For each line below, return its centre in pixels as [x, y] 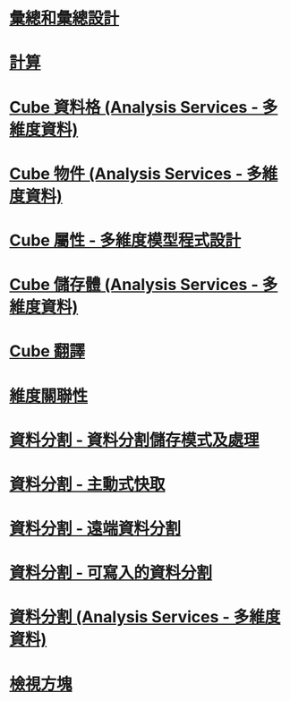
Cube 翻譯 [47, 351]
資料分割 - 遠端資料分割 [95, 529]
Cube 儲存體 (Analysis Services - [134, 285]
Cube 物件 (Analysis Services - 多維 [144, 173]
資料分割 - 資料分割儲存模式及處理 [134, 440]
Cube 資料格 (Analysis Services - [134, 107]
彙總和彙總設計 [64, 18]
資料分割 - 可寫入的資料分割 [111, 573]
